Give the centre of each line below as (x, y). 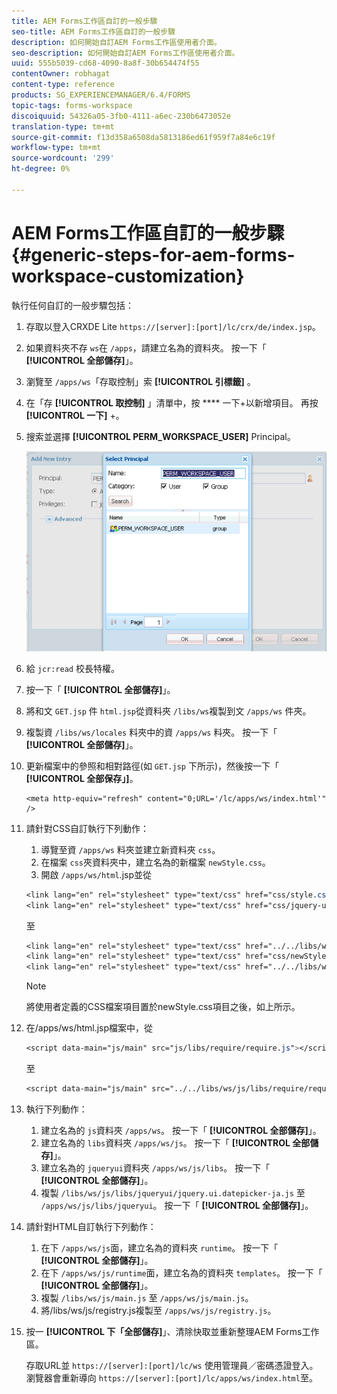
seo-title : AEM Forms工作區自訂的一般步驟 (93, 31)
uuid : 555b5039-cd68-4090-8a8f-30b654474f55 (105, 63)
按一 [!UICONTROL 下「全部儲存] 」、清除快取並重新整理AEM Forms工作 (172, 1331)
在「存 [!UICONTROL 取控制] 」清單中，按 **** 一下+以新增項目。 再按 (172, 402)
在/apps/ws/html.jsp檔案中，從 (89, 1028)
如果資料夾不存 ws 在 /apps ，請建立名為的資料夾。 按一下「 (146, 347)
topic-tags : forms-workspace (72, 105)
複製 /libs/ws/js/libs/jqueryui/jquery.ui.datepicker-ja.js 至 (173, 1192)
